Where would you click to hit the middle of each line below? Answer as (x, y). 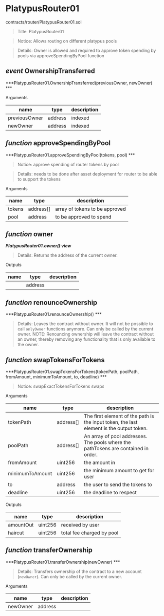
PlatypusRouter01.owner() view (38, 246)
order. (91, 454)
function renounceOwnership (51, 302)
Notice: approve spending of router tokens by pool (68, 164)
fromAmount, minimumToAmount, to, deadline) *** (56, 377)
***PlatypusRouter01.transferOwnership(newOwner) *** (63, 562)
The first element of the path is (119, 416)
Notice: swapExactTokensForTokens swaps (61, 386)
